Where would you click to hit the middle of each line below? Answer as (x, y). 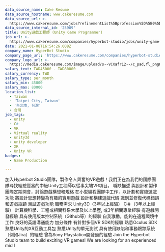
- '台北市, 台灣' (25, 106)
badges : (13, 156)
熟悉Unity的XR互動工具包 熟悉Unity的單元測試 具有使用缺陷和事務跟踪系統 (80, 228)
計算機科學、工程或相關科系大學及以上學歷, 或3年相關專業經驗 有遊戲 (84, 210)
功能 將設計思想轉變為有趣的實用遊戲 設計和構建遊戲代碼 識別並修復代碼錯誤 (82, 197)
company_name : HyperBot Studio (37, 51)
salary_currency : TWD (27, 74)
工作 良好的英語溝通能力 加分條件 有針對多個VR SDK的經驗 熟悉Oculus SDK (81, 222)
